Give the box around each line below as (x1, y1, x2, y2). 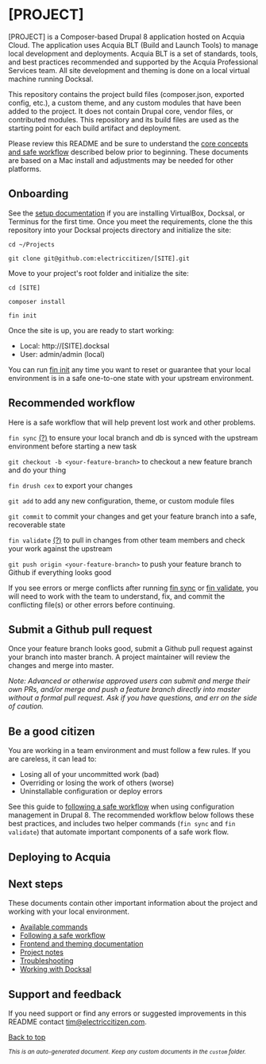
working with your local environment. (8, 907, 129, 916)
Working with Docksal (19, 965, 92, 974)
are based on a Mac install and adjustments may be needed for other (8, 155, 234, 165)
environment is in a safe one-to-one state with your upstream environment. (8, 373, 254, 382)
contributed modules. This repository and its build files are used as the (8, 115, 240, 124)
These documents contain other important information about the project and (8, 899, 258, 908)
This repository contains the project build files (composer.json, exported (8, 89, 245, 99)
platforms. (8, 164, 42, 173)
